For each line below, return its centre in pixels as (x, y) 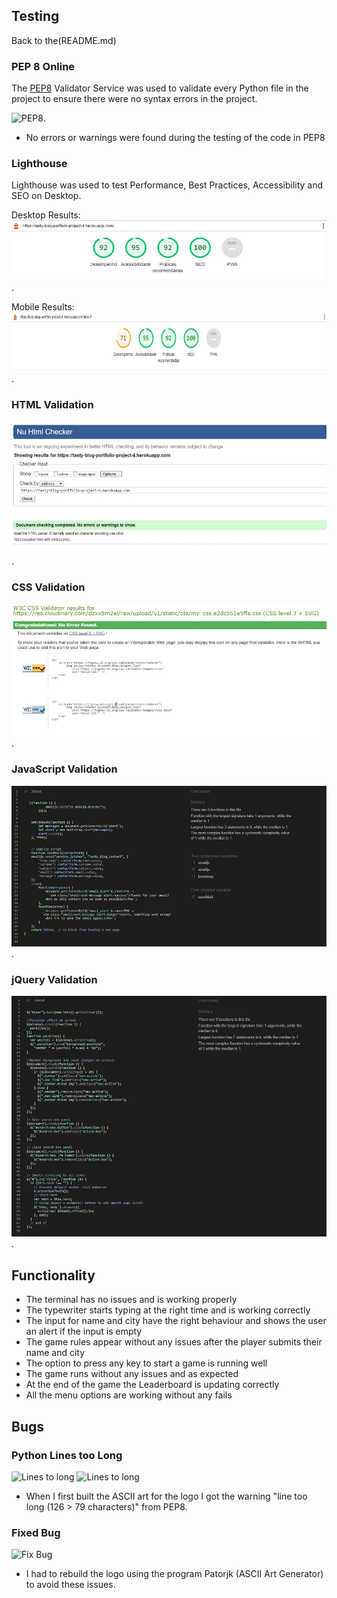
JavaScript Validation (64, 769)
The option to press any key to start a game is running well (146, 1363)
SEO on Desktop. (46, 196)
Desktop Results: (46, 215)
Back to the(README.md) (64, 40)
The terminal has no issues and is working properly (131, 1300)
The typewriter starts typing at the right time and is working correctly (168, 1310)
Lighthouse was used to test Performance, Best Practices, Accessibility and (167, 185)
